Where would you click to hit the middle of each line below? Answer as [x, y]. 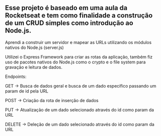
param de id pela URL [27, 91]
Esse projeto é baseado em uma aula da [66, 8]
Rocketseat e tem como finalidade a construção [79, 16]
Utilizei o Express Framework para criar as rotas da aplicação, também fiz [79, 57]
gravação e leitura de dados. [34, 67]
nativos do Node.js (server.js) [35, 47]
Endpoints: [16, 76]
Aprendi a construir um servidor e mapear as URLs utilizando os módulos [78, 42]
